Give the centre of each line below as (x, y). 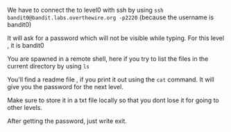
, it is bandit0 (26, 45)
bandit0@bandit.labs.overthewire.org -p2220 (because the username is (110, 17)
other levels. (25, 107)
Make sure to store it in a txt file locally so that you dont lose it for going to (113, 100)
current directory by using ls (49, 66)
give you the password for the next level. (65, 87)
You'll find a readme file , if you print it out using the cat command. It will (111, 79)
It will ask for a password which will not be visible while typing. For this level (115, 38)
